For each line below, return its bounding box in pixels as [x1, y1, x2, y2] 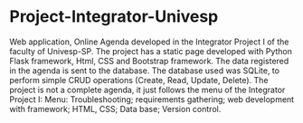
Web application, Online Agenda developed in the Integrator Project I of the [9, 36, 289, 47]
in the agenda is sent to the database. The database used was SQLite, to [9, 65, 280, 76]
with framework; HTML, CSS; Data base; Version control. [9, 103, 222, 114]
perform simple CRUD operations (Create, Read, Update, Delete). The [9, 74, 269, 85]
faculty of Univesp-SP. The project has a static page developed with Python [9, 45, 292, 56]
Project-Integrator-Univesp [9, 6, 219, 27]
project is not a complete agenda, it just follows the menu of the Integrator [9, 84, 286, 95]
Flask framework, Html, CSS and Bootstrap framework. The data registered [9, 55, 289, 66]
